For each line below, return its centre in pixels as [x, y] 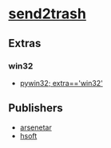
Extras [25, 43]
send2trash [47, 14]
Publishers [36, 108]
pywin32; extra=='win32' [61, 83]
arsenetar [36, 127]
